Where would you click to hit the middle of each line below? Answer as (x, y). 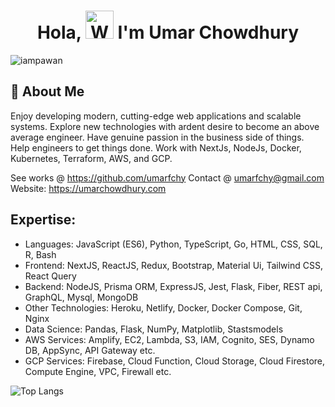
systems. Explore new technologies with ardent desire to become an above (165, 126)
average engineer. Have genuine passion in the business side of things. (157, 137)
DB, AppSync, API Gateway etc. (90, 350)
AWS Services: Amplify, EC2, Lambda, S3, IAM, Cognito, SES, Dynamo (169, 339)
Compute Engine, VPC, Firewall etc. (98, 371)
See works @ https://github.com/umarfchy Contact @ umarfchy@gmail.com (167, 177)
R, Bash (40, 254)
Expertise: (43, 220)
